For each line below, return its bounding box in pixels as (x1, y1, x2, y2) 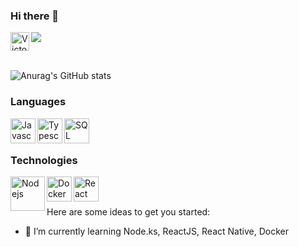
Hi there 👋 (10, 9, 60, 23)
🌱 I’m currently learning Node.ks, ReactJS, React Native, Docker (24, 225, 289, 237)
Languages (10, 95, 67, 109)
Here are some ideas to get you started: (46, 205, 211, 218)
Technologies (10, 153, 78, 167)
